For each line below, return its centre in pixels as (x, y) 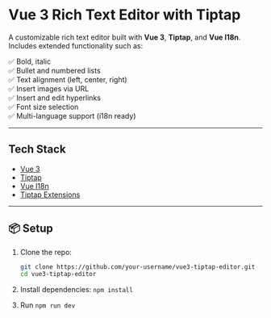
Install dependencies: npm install (76, 290)
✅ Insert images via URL (49, 88)
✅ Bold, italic (29, 61)
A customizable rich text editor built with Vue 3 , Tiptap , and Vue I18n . (125, 37)
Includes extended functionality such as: (76, 45)
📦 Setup (31, 229)
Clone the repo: (46, 252)
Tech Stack (37, 150)
